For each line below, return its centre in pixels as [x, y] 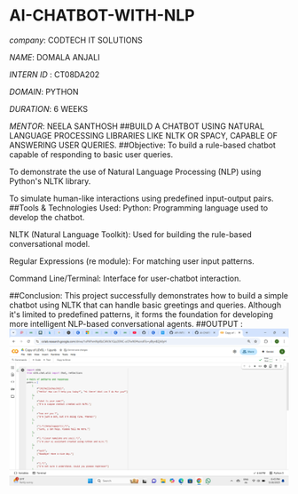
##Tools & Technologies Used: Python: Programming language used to [139, 207]
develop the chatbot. [47, 217]
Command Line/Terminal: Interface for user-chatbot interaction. [125, 278]
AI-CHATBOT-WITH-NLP [102, 16]
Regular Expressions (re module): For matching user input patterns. [132, 261]
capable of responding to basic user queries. [91, 154]
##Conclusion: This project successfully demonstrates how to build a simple [149, 295]
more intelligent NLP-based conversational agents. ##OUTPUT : [126, 323]
